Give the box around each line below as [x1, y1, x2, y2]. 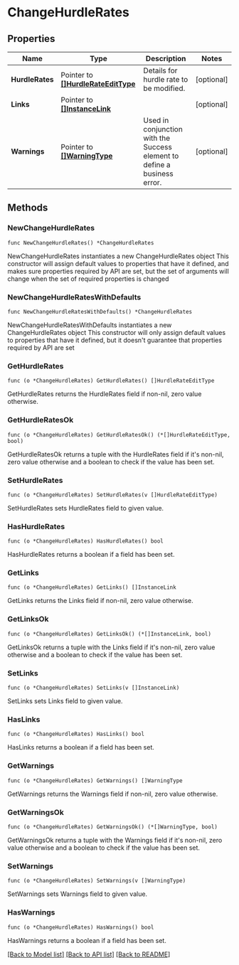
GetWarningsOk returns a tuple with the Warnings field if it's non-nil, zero [7, 836, 223, 844]
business [143, 169, 174, 178]
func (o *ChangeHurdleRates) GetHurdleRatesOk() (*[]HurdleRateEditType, [7, 431, 231, 438]
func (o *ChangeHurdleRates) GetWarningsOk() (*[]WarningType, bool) [7, 823, 218, 831]
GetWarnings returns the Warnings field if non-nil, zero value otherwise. [7, 789, 218, 798]
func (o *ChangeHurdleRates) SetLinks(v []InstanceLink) [7, 684, 180, 692]
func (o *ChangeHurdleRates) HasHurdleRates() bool [7, 538, 164, 545]
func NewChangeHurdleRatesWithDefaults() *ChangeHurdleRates [7, 308, 193, 315]
